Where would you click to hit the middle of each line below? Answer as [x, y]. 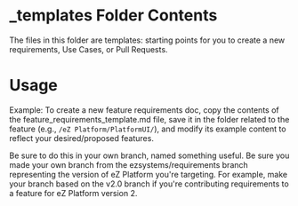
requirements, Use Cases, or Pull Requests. [89, 49]
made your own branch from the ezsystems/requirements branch [129, 164]
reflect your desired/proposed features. [81, 138]
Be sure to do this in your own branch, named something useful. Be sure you [149, 155]
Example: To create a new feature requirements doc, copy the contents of [144, 110]
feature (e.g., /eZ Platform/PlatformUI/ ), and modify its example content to [148, 129]
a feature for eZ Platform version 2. [73, 193]
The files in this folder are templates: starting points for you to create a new [147, 40]
